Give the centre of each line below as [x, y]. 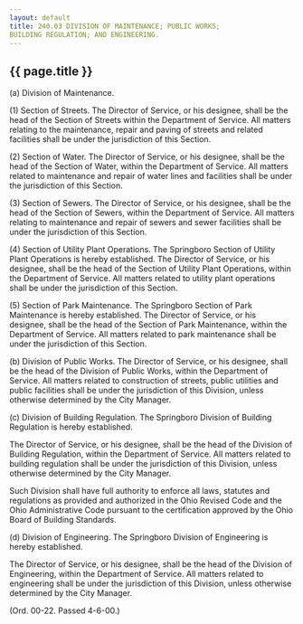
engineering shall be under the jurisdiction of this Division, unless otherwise [151, 583]
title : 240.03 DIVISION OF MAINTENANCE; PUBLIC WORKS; [115, 26]
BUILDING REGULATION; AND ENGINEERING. [85, 34]
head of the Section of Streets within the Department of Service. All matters [150, 120]
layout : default [40, 18]
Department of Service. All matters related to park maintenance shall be [143, 335]
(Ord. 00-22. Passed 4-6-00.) [65, 610]
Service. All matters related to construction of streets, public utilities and [144, 381]
